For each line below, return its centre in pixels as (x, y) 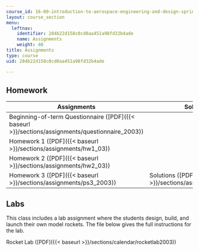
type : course (22, 56)
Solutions (162, 175)
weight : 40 (30, 45)
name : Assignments (39, 39)
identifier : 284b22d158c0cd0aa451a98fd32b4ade (75, 34)
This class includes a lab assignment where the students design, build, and (98, 218)
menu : (13, 22)
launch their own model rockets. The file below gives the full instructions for (99, 224)
